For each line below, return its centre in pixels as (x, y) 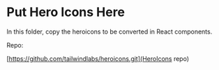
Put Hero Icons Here (66, 12)
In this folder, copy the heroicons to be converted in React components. (109, 31)
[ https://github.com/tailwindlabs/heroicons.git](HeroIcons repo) (98, 58)
